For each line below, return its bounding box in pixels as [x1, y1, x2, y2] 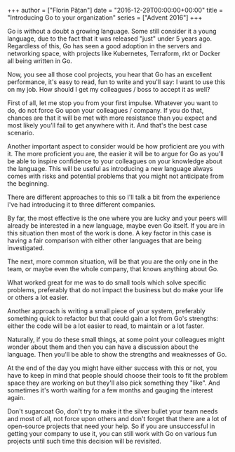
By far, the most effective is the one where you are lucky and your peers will [7, 214, 227, 222]
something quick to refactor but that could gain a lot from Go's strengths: [7, 315, 219, 322]
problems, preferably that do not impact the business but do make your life [7, 286, 224, 294]
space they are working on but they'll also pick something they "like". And [7, 378, 220, 387]
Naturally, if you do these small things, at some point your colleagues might [7, 336, 225, 343]
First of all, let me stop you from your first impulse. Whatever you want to [7, 99, 219, 107]
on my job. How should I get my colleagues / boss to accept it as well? [7, 85, 210, 93]
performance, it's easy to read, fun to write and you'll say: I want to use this [7, 78, 226, 86]
